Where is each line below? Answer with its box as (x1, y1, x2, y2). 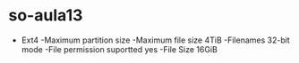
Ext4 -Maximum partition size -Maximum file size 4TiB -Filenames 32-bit (21, 35, 290, 45)
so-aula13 (8, 5, 83, 26)
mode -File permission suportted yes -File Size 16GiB (21, 43, 218, 54)
